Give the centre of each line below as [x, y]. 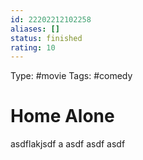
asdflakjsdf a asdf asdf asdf [68, 144]
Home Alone [62, 116]
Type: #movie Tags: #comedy [71, 76]
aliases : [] [35, 29]
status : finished [46, 38]
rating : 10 [33, 47]
